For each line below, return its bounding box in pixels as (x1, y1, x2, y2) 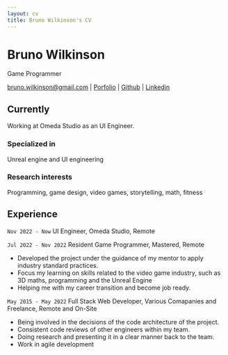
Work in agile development (17, 340, 95, 348)
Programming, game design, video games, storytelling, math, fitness (7, 188, 203, 196)
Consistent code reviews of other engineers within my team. (17, 325, 190, 333)
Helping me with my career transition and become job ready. (17, 283, 191, 292)
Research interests (7, 172, 73, 182)
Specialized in (7, 139, 56, 149)
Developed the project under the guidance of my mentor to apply (17, 253, 204, 262)
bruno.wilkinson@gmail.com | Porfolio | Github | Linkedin (7, 83, 170, 91)
